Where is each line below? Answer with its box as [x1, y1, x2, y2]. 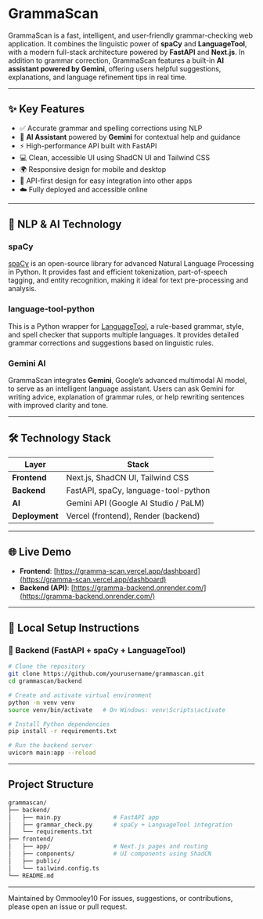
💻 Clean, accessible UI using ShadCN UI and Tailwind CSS [19, 152, 210, 162]
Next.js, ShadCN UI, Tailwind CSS [66, 472, 189, 483]
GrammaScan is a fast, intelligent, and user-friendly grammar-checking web [8, 31, 253, 40]
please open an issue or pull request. [8, 902, 128, 911]
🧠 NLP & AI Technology [8, 217, 122, 232]
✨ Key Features [8, 103, 85, 116]
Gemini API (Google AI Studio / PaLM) [66, 498, 205, 509]
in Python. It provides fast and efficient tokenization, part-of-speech [8, 268, 228, 277]
